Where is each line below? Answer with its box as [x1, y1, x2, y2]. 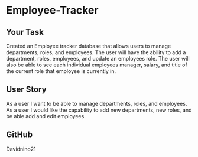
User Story [6, 85, 47, 95]
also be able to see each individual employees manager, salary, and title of [6, 61, 187, 68]
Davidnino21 [6, 145, 37, 152]
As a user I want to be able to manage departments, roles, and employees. [6, 100, 187, 107]
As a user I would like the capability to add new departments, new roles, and [6, 106, 192, 113]
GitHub [6, 130, 33, 140]
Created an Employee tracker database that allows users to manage [6, 42, 171, 49]
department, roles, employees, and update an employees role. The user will [6, 55, 190, 62]
